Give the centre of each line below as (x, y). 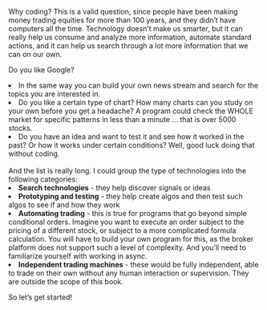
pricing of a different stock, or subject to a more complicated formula (122, 230)
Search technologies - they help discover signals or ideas (115, 188)
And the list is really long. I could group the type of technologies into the (127, 171)
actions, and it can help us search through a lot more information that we (128, 46)
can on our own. (35, 54)
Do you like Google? (41, 70)
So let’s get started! (40, 297)
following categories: (43, 179)
